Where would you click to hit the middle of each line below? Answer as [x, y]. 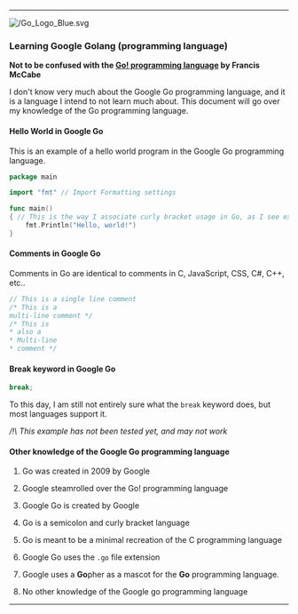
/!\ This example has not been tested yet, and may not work [118, 431]
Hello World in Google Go [56, 131]
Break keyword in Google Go [63, 369]
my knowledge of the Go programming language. [99, 111]
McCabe [25, 75]
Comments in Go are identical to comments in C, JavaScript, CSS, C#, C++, [147, 273]
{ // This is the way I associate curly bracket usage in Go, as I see [144, 217]
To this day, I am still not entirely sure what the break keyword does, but [140, 404]
